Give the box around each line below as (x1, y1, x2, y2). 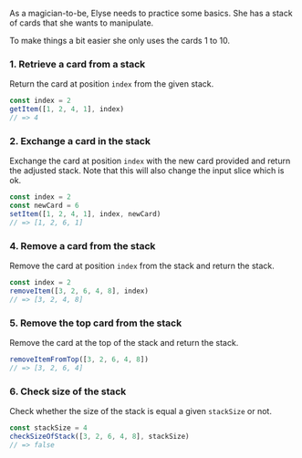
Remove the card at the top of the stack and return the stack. (9, 337, 239, 348)
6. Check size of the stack (9, 385, 127, 398)
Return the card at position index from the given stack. (9, 78, 214, 89)
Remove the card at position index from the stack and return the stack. (9, 260, 276, 272)
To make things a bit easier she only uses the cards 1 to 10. (9, 36, 231, 46)
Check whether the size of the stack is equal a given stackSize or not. (9, 405, 272, 416)
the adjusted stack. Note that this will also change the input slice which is (9, 165, 285, 176)
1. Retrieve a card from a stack (9, 57, 146, 70)
